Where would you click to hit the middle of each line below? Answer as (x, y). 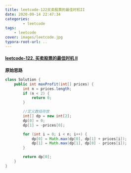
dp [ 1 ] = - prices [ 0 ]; (44, 125)
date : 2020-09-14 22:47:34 (33, 14)
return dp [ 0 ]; (37, 157)
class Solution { (23, 80)
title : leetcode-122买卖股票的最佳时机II (45, 10)
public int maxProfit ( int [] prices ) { (54, 84)
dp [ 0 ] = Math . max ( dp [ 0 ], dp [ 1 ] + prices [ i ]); (79, 139)
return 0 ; (42, 98)
